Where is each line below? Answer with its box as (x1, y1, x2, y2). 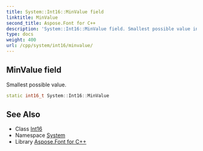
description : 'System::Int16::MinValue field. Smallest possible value (6, 25, 190, 32)
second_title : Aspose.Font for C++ (6, 20, 96, 26)
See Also (6, 109, 40, 120)
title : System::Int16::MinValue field (6, 8, 104, 15)
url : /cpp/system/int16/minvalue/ (6, 43, 94, 49)
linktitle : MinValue (6, 14, 59, 21)
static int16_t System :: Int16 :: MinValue (6, 92, 110, 98)
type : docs (6, 31, 34, 37)
